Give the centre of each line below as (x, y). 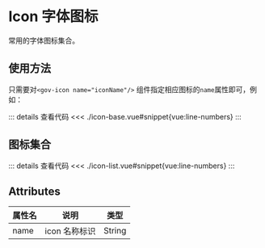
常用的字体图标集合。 (44, 40)
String (115, 231)
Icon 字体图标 (53, 17)
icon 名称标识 (70, 231)
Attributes (34, 191)
